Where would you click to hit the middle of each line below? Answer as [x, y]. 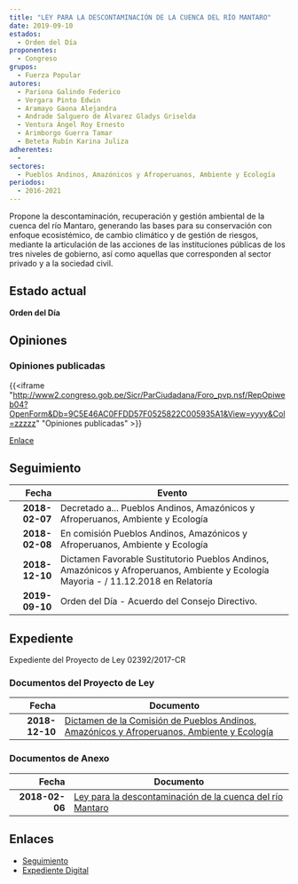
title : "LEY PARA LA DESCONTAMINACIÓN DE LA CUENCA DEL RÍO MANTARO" [141, 17]
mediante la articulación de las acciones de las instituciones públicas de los [147, 244]
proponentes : [33, 51]
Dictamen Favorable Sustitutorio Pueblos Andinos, [165, 559]
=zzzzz [23, 423]
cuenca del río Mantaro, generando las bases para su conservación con [141, 226]
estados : [25, 34]
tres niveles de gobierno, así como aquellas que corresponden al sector [141, 254]
